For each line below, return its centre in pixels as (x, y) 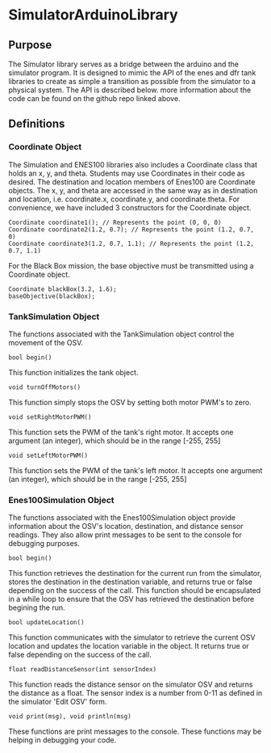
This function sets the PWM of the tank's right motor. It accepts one (121, 432)
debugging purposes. (44, 544)
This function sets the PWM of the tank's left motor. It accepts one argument (135, 470)
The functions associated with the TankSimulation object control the (121, 334)
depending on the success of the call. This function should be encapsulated (135, 590)
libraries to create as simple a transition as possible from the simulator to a (132, 81)
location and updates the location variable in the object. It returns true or (129, 646)
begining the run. (37, 607)
